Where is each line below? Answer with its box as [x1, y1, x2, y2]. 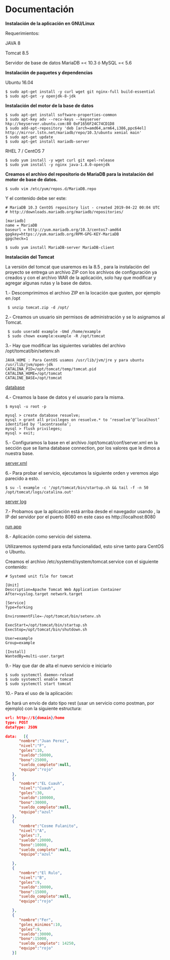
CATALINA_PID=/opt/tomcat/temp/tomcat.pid [5, 367, 96, 372]
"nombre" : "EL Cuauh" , [18, 781, 65, 786]
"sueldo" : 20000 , [18, 838, 53, 843]
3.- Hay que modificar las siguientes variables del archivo [5, 342, 126, 348]
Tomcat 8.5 [5, 50, 29, 56]
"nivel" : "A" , [18, 829, 47, 834]
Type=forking [5, 605, 33, 610]
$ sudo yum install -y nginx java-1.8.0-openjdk [5, 162, 110, 167]
